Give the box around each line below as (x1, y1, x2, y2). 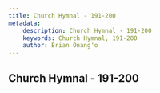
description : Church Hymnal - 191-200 (22, 26, 152, 34)
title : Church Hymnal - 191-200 (8, 11, 116, 20)
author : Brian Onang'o (22, 42, 98, 50)
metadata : (8, 19, 42, 27)
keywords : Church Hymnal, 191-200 (22, 34, 138, 42)
